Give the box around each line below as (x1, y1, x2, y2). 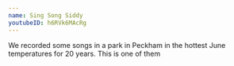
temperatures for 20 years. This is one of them (8, 49, 161, 58)
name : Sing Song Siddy (8, 11, 83, 20)
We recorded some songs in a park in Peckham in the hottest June (8, 40, 226, 49)
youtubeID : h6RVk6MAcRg (8, 19, 87, 27)
